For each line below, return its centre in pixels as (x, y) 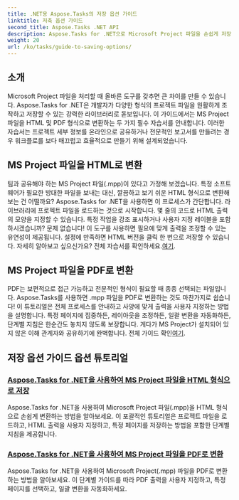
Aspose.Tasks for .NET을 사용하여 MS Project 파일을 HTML (108, 380)
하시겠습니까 (25, 228)
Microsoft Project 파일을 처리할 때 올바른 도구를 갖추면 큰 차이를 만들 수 (107, 96)
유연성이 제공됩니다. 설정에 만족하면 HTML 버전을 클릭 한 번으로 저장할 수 (109, 237)
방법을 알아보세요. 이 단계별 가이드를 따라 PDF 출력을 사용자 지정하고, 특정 (123, 480)
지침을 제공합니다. (32, 434)
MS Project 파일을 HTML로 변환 (75, 165)
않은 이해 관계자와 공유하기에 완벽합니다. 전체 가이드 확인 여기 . (100, 333)
